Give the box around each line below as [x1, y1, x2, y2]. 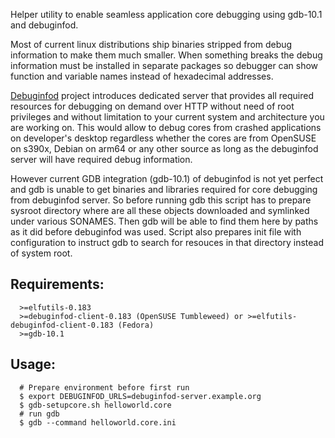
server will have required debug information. [10, 154, 193, 165]
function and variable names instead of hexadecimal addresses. [10, 70, 274, 82]
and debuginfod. [10, 19, 79, 31]
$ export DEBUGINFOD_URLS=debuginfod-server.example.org [19, 391, 262, 401]
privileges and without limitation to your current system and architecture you [10, 111, 325, 123]
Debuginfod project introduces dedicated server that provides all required [10, 90, 315, 101]
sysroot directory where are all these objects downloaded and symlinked [10, 205, 310, 216]
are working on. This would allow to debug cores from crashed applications [10, 122, 322, 133]
